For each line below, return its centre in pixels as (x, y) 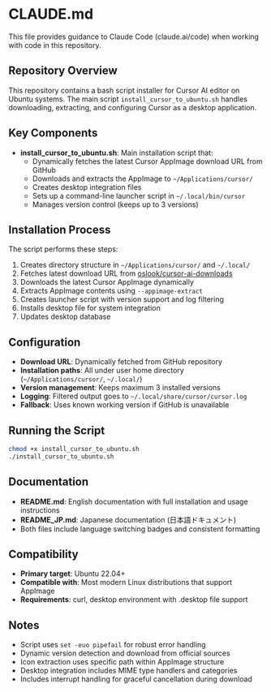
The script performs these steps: (63, 249)
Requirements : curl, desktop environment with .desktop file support (134, 600)
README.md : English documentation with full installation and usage (134, 501)
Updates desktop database (65, 316)
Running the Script (57, 430)
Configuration (45, 342)
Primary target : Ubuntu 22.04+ (73, 574)
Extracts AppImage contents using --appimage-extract (112, 291)
